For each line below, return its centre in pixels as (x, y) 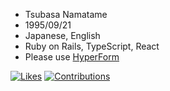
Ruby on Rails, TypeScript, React (92, 46)
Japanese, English (62, 35)
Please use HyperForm (72, 57)
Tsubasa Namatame (66, 14)
